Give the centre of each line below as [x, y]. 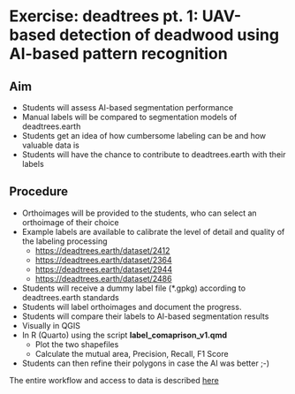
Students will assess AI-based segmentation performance [128, 107]
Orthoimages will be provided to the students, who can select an [140, 213]
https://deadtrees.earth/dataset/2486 [103, 278]
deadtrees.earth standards [70, 297]
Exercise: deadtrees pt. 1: [104, 16]
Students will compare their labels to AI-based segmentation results [145, 316]
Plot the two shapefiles [77, 344]
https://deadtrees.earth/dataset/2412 [102, 250]
